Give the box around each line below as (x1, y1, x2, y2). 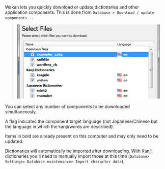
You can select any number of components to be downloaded (5, 103, 130, 110)
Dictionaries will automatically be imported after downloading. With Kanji (5, 148, 152, 154)
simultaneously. (5, 109, 37, 115)
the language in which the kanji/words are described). (5, 124, 114, 130)
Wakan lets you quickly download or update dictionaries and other (5, 4, 139, 10)
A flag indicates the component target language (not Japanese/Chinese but (5, 118, 158, 125)
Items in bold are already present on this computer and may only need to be (5, 133, 159, 139)
